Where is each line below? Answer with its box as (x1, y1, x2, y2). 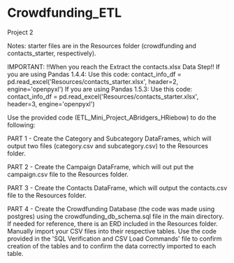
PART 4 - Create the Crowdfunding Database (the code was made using (7, 204, 215, 213)
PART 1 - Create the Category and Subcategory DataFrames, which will (7, 134, 212, 143)
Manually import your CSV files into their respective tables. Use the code (7, 227, 217, 235)
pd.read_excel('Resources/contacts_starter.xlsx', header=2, (7, 77, 179, 85)
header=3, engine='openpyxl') (7, 99, 96, 108)
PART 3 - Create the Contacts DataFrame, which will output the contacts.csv (7, 183, 228, 192)
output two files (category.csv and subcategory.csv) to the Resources (7, 141, 208, 150)
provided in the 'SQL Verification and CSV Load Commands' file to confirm (7, 234, 222, 243)
